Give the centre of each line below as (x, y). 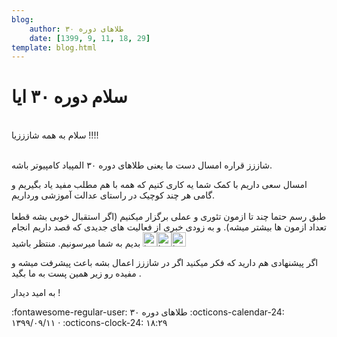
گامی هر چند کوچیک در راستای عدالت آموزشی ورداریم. (113, 195)
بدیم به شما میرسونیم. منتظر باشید (76, 243)
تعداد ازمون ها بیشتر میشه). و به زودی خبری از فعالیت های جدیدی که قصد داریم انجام (169, 227)
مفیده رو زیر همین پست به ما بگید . (76, 273)
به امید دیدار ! (36, 293)
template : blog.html (54, 47)
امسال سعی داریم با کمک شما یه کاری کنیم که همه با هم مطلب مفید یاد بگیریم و (159, 185)
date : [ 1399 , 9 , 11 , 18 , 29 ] (90, 38)
